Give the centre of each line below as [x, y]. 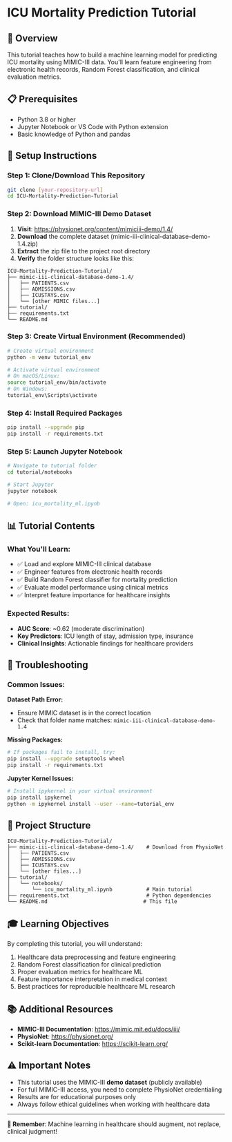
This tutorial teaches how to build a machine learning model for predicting [112, 55]
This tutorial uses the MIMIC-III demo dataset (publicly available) [109, 1082]
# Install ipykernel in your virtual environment [80, 791]
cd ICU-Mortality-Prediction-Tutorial [63, 196]
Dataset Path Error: [35, 699]
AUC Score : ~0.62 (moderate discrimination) [81, 628]
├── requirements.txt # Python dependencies [109, 896]
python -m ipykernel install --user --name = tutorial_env [91, 804]
